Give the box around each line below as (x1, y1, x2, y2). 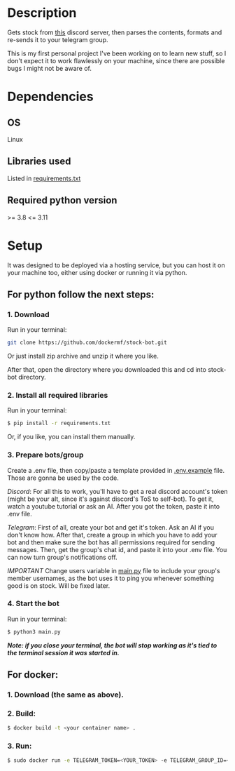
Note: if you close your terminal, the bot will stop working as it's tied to (7, 641, 218, 650)
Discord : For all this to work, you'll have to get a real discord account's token (7, 487, 228, 495)
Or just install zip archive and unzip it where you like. (7, 352, 159, 361)
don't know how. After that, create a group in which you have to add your (7, 530, 218, 539)
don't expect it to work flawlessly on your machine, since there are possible (7, 56, 225, 65)
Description (7, 5, 77, 21)
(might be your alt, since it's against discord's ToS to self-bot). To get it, (7, 495, 215, 503)
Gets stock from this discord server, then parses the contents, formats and (7, 28, 222, 36)
